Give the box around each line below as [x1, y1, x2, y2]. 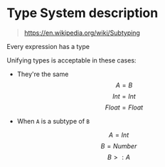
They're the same [16, 70, 69, 78]
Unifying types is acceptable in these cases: [6, 55, 137, 65]
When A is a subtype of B [16, 117, 90, 125]
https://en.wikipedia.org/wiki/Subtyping [23, 28, 140, 37]
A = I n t [108, 130, 129, 139]
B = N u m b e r [100, 141, 137, 150]
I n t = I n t [112, 92, 136, 100]
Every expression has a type [6, 42, 90, 50]
